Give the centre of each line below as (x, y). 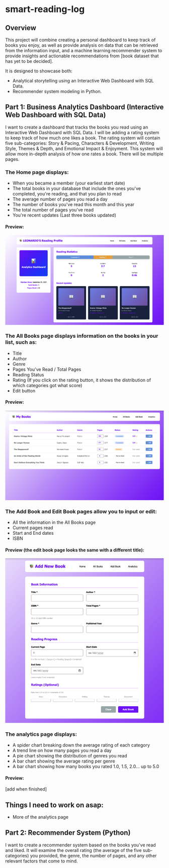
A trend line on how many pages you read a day (62, 750)
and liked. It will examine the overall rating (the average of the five (73, 850)
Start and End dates (33, 533)
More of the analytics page (40, 817)
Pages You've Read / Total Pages (47, 369)
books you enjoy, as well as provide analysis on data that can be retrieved (82, 45)
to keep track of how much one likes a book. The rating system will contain (83, 138)
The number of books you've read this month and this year (73, 205)
